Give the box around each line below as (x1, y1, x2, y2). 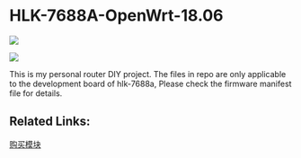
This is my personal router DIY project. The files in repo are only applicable (9, 68, 287, 79)
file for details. (9, 87, 63, 99)
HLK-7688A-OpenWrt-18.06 (9, 5, 224, 26)
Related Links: (9, 114, 91, 129)
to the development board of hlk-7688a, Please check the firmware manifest (9, 78, 292, 89)
